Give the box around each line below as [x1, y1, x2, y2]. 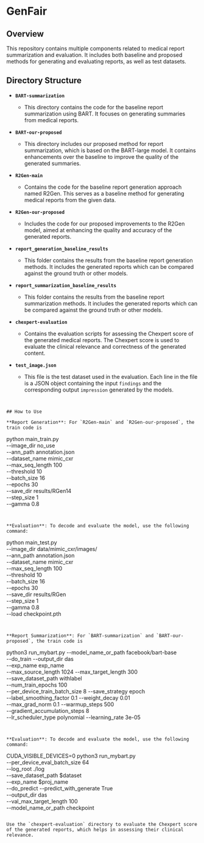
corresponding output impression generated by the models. [24, 386, 174, 393]
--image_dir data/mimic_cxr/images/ [6, 545, 97, 552]
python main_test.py [6, 539, 57, 546]
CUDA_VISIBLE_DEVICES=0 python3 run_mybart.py [6, 752, 136, 759]
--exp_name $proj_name [6, 778, 69, 786]
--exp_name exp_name [6, 662, 65, 669]
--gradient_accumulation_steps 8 [6, 707, 90, 714]
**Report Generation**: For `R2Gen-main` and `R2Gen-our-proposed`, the [6, 419, 195, 425]
